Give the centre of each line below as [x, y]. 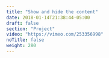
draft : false [23, 23]
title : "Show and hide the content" [52, 12]
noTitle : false [25, 40]
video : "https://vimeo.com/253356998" [55, 34]
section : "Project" [31, 29]
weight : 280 [21, 46]
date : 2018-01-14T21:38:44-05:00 [48, 18]
